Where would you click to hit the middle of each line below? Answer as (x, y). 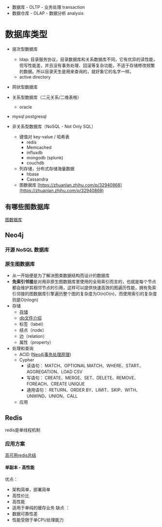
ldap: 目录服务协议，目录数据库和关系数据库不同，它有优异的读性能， (88, 59)
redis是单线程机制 (23, 430)
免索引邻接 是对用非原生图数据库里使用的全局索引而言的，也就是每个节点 (84, 282)
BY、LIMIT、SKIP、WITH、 (113, 390)
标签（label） (32, 324)
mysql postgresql (29, 116)
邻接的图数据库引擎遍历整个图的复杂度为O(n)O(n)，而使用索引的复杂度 (87, 294)
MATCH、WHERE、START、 (115, 366)
